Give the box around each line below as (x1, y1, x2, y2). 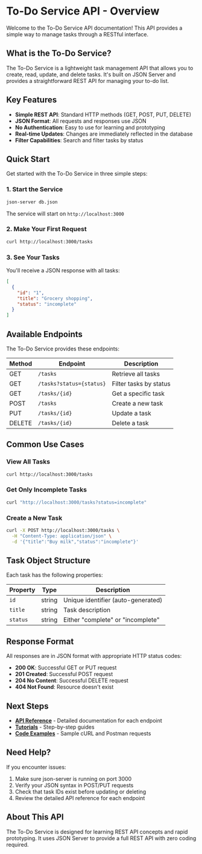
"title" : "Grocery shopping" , (17, 295, 93, 301)
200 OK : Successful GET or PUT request (14, 664, 117, 671)
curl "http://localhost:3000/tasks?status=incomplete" (6, 499, 147, 505)
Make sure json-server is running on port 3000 (14, 775, 132, 782)
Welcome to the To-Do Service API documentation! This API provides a (6, 24, 183, 31)
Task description (63, 606, 110, 614)
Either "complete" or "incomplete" (63, 616, 160, 624)
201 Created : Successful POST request (14, 671, 113, 678)
